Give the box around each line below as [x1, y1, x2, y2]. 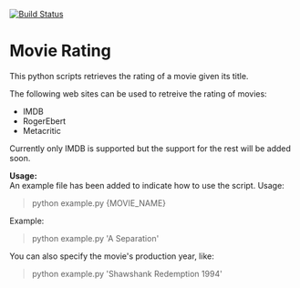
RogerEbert [22, 115, 67, 127]
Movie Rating [9, 41, 111, 61]
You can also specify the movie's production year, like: [9, 251, 214, 262]
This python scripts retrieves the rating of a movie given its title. [9, 70, 249, 81]
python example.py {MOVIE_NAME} [31, 197, 167, 209]
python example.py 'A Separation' [31, 232, 160, 243]
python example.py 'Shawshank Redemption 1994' [31, 268, 223, 279]
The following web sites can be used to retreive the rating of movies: [9, 87, 267, 99]
